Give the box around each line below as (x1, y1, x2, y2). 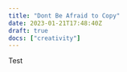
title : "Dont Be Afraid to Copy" (8, 11, 121, 20)
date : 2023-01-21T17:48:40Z (8, 19, 103, 27)
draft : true (8, 26, 48, 34)
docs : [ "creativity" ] (8, 34, 81, 42)
